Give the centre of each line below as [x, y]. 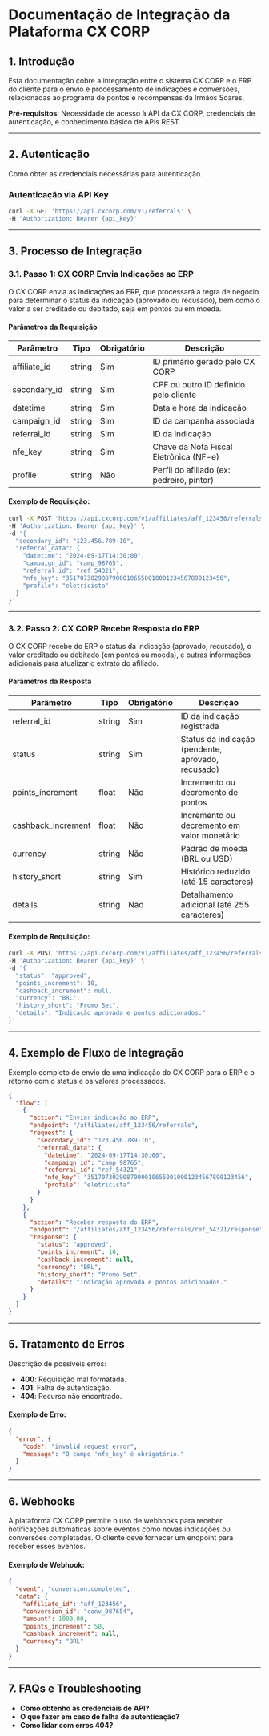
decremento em [210, 825]
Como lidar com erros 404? [66, 1725]
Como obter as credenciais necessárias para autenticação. [105, 173]
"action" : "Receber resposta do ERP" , [94, 1222]
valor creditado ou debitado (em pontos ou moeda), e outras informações [129, 655]
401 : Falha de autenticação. [66, 1387]
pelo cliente [175, 395]
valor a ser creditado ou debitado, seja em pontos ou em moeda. [115, 308]
